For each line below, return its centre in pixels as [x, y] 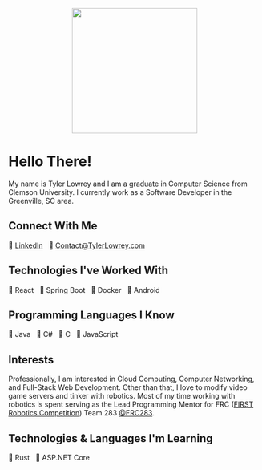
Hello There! [50, 162]
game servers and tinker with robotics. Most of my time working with [122, 396]
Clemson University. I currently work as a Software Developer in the [120, 192]
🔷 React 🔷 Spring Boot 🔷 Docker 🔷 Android [84, 290]
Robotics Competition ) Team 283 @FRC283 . [81, 413]
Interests [31, 360]
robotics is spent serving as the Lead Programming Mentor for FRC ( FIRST [131, 404]
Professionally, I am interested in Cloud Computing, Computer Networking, [131, 379]
